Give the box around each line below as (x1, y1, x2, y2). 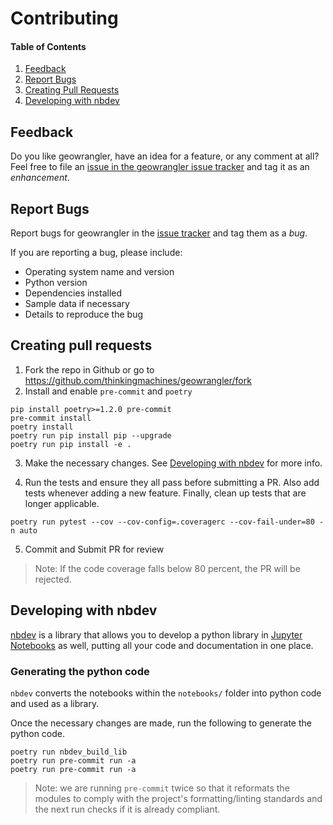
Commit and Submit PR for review (24, 543, 165, 555)
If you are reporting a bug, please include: (10, 247, 183, 259)
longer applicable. (24, 497, 100, 509)
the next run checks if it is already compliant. (34, 803, 221, 815)
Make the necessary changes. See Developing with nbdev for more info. (24, 457, 323, 469)
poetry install (10, 422, 74, 432)
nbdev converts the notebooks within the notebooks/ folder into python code (10, 687, 322, 699)
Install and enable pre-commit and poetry (24, 385, 193, 397)
